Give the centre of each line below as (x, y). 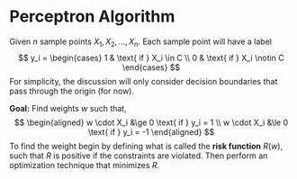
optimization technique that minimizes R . (85, 165)
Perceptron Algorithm (92, 17)
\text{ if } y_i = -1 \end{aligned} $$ (151, 131)
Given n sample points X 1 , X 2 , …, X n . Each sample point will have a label (141, 42)
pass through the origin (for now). (72, 91)
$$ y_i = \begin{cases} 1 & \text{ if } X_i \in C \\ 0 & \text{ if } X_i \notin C (151, 58)
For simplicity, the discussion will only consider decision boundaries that (144, 81)
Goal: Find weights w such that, (68, 108)
